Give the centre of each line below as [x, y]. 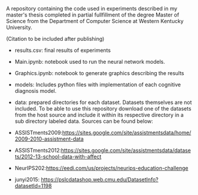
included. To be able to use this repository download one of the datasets [103, 108]
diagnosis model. [35, 91]
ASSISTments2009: [38, 133]
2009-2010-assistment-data [49, 139]
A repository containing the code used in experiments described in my [92, 9]
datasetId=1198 [33, 186]
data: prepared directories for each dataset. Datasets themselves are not [103, 102]
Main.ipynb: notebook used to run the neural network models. [90, 62]
